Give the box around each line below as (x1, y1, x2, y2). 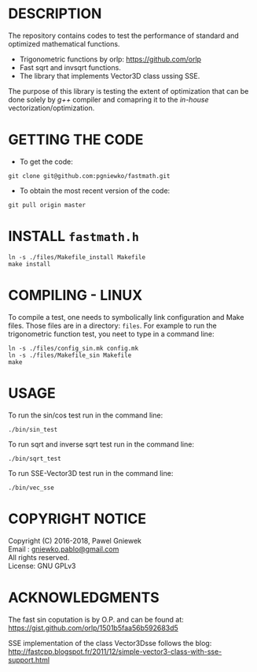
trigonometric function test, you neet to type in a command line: (8, 329, 215, 339)
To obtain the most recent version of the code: (19, 186, 171, 195)
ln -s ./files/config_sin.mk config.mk (8, 344, 139, 352)
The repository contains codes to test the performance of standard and (8, 31, 240, 40)
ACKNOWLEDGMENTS (8, 588, 160, 607)
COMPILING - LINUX (8, 287, 143, 304)
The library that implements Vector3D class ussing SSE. (19, 71, 200, 80)
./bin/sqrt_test (8, 455, 61, 462)
